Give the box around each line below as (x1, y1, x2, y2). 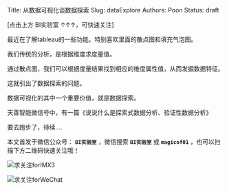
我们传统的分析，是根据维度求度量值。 (7, 50, 116, 58)
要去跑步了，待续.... (7, 123, 63, 131)
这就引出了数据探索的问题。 (7, 79, 86, 87)
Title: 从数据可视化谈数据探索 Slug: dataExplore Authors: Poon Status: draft (7, 6, 219, 14)
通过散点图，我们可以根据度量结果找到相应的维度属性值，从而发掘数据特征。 (7, 65, 224, 72)
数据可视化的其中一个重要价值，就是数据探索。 (7, 94, 140, 102)
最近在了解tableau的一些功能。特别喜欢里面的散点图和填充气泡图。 (7, 35, 197, 43)
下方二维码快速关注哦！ (12, 147, 80, 154)
